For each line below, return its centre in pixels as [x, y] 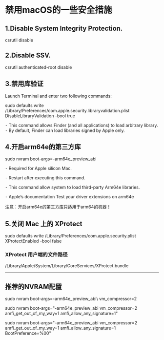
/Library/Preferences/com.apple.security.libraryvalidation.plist [67, 110]
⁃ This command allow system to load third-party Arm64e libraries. [72, 187]
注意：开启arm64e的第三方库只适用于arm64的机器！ [58, 207]
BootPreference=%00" [28, 333]
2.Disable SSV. [28, 55]
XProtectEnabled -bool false [33, 241]
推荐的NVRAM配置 [33, 287]
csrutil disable [19, 40]
